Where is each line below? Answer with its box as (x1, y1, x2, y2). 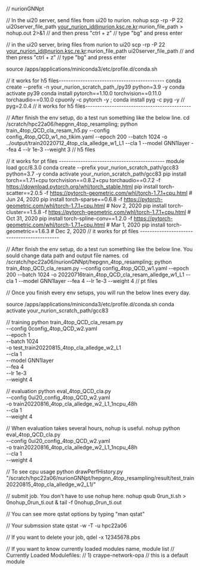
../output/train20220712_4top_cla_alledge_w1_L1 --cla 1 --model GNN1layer (6, 140, 190, 146)
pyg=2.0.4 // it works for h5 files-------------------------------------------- (6, 102, 192, 110)
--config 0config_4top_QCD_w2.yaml (6, 325, 97, 332)
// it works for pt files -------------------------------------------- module (6, 158, 185, 164)
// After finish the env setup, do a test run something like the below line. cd (6, 114, 190, 121)
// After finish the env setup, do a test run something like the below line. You (6, 246, 193, 252)
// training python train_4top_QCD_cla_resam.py (6, 319, 124, 325)
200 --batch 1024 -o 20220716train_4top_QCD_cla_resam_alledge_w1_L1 (6, 271, 184, 278)
